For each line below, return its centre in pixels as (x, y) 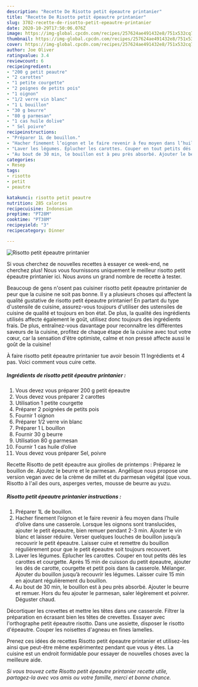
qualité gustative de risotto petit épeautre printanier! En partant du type (93, 300)
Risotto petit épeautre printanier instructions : (64, 497)
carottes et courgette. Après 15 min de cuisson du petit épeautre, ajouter (103, 561)
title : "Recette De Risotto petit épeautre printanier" (76, 17)
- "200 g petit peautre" (37, 72)
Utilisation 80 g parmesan (46, 441)
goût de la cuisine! (29, 344)
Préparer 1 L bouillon (40, 428)
